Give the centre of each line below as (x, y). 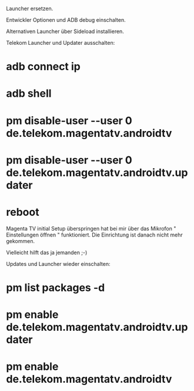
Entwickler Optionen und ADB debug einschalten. (66, 20)
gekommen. (21, 241)
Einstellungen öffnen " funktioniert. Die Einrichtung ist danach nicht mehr (95, 235)
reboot (23, 212)
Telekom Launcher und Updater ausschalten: (61, 43)
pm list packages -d (56, 287)
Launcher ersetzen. (30, 9)
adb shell (29, 93)
